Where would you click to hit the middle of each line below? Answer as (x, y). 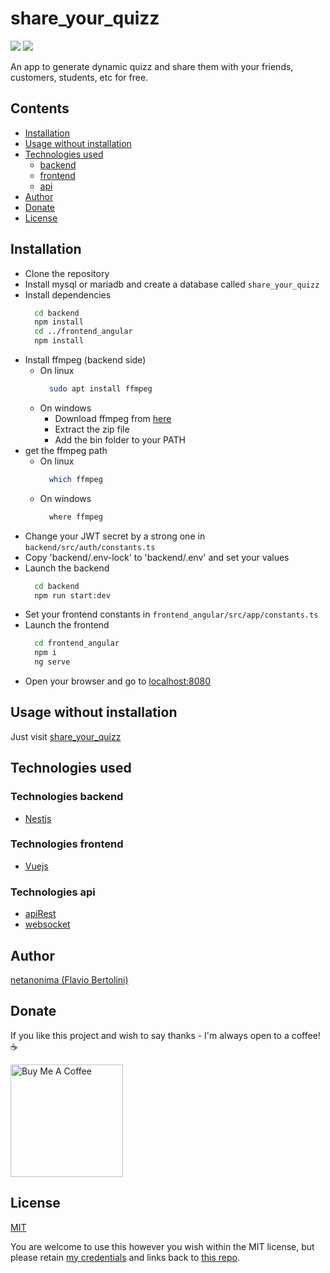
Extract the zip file (92, 429)
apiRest (40, 914)
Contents (40, 108)
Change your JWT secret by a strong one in (115, 536)
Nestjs (38, 818)
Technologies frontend (67, 844)
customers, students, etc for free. (79, 77)
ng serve (52, 662)
